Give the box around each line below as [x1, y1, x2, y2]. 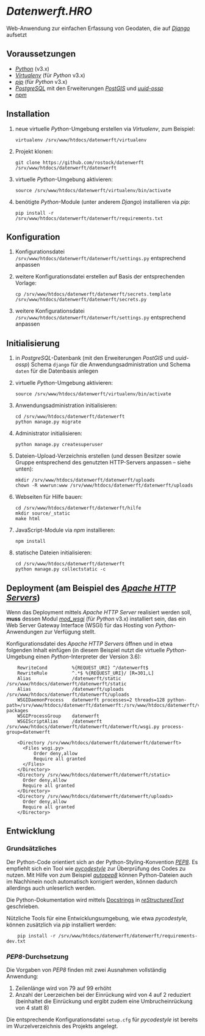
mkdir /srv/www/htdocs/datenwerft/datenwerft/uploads [15, 477, 155, 483]
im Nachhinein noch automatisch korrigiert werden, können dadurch [6, 878, 178, 885]
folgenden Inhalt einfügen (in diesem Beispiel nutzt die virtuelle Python [6, 647, 184, 654]
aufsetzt [6, 31, 27, 38]
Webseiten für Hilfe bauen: [15, 493, 83, 501]
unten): [15, 465, 34, 472]
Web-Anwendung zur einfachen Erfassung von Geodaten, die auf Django [6, 24, 190, 32]
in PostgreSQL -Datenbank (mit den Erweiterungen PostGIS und [15, 354, 174, 362]
